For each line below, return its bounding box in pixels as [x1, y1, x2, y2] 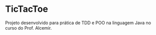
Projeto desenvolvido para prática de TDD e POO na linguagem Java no [5, 20, 151, 26]
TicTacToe [5, 3, 49, 15]
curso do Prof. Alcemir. [5, 25, 52, 31]
